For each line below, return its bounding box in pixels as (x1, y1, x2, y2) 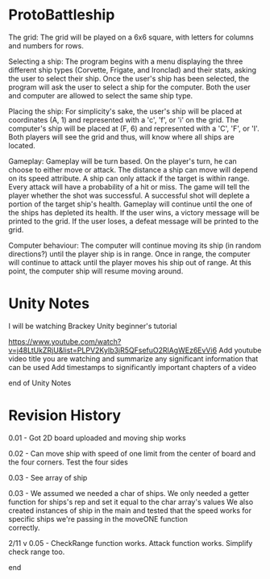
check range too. (8, 547, 65, 556)
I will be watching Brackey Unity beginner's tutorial (8, 321, 177, 331)
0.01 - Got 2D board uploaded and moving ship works (8, 433, 187, 443)
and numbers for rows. (8, 40, 85, 50)
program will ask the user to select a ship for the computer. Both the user (8, 82, 251, 92)
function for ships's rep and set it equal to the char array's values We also (8, 497, 254, 506)
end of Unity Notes (8, 377, 72, 388)
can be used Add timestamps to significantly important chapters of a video (8, 362, 256, 372)
